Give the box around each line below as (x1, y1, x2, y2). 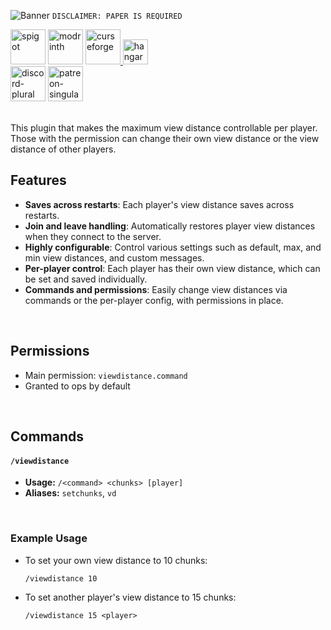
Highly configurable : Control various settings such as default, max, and (24, 241, 322, 253)
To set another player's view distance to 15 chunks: (24, 591, 237, 603)
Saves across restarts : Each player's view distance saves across (24, 198, 295, 210)
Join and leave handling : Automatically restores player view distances (24, 220, 316, 232)
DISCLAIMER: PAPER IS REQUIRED (51, 11, 183, 21)
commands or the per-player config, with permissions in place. (24, 294, 284, 306)
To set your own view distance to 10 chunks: (24, 554, 208, 566)
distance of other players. (10, 143, 117, 155)
